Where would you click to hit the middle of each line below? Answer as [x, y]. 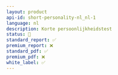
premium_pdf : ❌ [26, 57]
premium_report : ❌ [30, 46]
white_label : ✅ [26, 62]
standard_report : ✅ [31, 40]
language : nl [23, 23]
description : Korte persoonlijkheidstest [59, 29]
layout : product [27, 12]
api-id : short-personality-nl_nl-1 [51, 18]
